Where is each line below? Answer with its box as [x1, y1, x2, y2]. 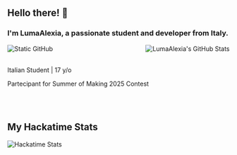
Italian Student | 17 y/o [7, 65, 72, 74]
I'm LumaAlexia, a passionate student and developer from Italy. [7, 28, 229, 38]
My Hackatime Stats [7, 121, 99, 133]
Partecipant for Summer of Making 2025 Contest [7, 79, 150, 88]
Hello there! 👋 [7, 7, 68, 19]
